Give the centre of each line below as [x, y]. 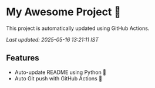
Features [23, 58]
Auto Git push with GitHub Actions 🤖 [58, 78]
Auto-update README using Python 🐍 [60, 72]
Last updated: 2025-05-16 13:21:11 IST [52, 39]
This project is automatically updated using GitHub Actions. [78, 28]
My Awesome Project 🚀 [64, 12]
